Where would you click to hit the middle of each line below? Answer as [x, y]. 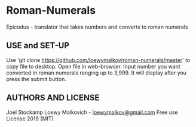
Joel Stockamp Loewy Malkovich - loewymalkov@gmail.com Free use [92, 112]
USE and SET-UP [38, 46]
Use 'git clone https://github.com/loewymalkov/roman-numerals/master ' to [98, 60]
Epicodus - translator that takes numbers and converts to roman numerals [97, 27]
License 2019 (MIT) [30, 118]
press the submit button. [36, 79]
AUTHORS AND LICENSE [53, 98]
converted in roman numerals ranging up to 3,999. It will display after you [97, 73]
